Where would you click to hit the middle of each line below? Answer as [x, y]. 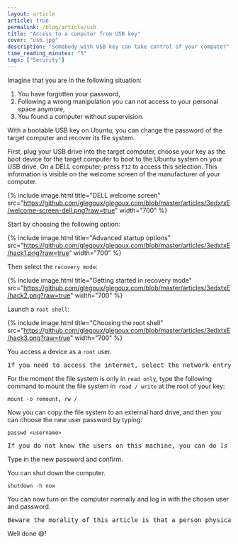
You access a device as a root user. [59, 351]
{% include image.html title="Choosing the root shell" [85, 322]
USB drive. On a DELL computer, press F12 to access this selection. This [112, 166]
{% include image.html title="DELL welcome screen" [84, 195]
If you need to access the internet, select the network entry [119, 365]
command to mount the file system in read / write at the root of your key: [116, 386]
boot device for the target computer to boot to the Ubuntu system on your [115, 159]
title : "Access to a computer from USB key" [74, 34]
